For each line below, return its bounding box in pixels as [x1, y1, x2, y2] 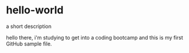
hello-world [6, 3, 64, 17]
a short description [6, 23, 51, 30]
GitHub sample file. [6, 40, 52, 47]
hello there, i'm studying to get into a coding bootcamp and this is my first [6, 34, 184, 41]
